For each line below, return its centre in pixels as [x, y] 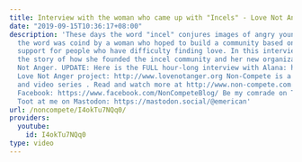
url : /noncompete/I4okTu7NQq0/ [68, 110]
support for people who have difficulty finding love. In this [138, 51]
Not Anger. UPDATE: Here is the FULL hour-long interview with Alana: [152, 68]
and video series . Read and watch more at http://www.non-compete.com [155, 85]
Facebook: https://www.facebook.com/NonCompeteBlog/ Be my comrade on [152, 93]
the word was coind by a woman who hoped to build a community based [150, 43]
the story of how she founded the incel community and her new [138, 59]
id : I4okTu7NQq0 [56, 135]
